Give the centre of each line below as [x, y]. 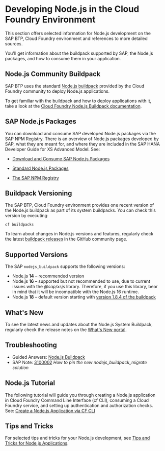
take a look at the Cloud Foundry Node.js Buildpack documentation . [73, 106]
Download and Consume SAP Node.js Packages [61, 158]
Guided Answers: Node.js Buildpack [48, 357]
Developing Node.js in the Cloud [72, 9]
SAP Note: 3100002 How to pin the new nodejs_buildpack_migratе [80, 362]
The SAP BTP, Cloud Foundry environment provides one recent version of [80, 205]
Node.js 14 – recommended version [48, 276]
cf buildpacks [20, 225]
